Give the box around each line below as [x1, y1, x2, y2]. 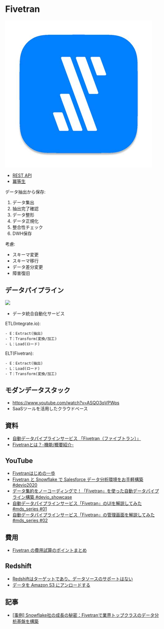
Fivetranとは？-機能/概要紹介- [12, 442, 74, 448]
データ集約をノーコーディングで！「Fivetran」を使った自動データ [12, 488, 146, 494]
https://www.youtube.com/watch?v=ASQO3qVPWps [12, 399, 120, 405]
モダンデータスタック [5, 386, 70, 394]
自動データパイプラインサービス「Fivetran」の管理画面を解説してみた [12, 512, 155, 518]
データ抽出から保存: [5, 189, 46, 195]
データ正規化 [12, 218, 39, 224]
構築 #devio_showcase [25, 494, 72, 500]
